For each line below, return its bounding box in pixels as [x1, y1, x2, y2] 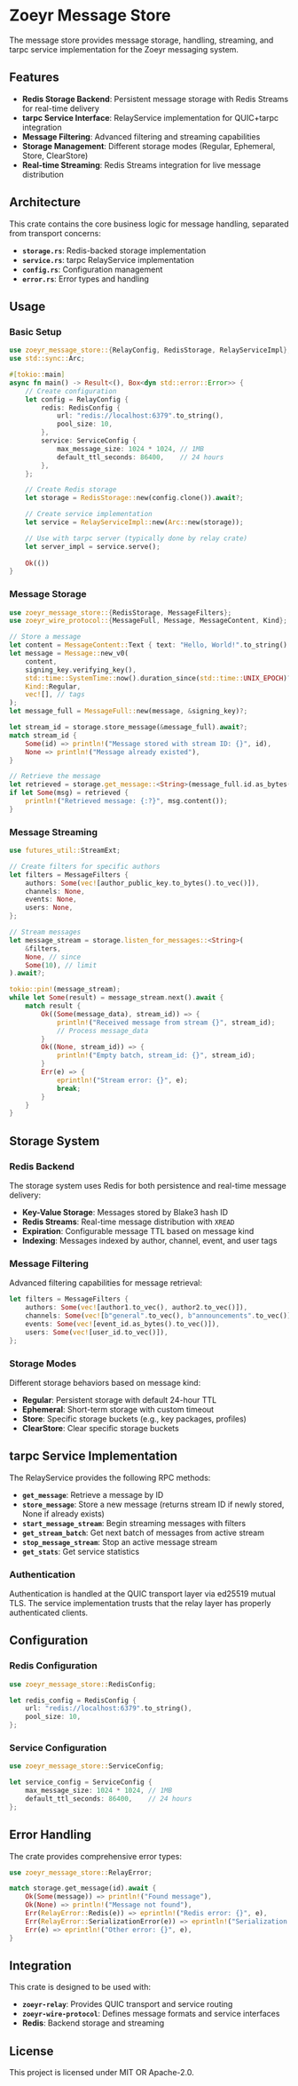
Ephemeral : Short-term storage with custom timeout [21, 1404, 215, 1414]
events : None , [25, 895, 77, 904]
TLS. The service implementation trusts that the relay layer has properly [9, 1597, 271, 1608]
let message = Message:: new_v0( [9, 649, 129, 658]
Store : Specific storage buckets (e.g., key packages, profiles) [21, 1413, 247, 1424]
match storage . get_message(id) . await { [9, 1884, 157, 1893]
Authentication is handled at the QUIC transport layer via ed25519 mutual [9, 1588, 277, 1599]
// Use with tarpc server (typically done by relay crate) [25, 534, 248, 543]
